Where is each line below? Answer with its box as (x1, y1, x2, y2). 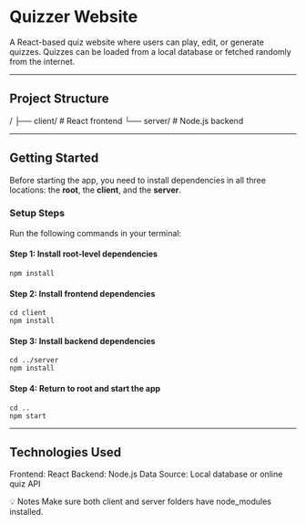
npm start (9, 411, 47, 421)
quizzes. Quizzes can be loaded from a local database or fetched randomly (9, 46, 291, 57)
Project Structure (9, 91, 109, 107)
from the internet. (9, 56, 76, 67)
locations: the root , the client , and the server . (9, 184, 182, 195)
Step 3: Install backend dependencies (9, 335, 156, 346)
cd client (9, 309, 47, 318)
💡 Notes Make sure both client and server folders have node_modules (9, 496, 271, 508)
